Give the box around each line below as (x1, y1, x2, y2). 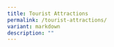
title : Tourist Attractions (7, 10, 89, 17)
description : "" (7, 29, 54, 37)
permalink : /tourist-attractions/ (7, 17, 108, 23)
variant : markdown (7, 23, 60, 30)
